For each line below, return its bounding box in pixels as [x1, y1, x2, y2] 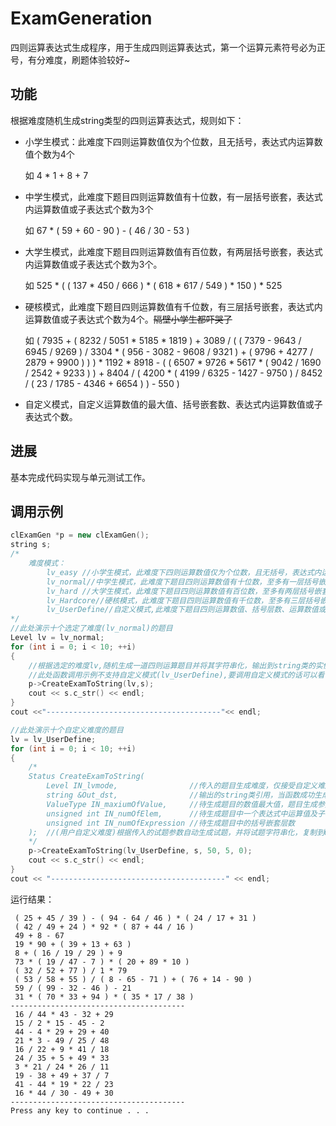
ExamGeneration [10, 7, 153, 30]
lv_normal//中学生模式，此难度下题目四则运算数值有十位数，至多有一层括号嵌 [46, 577, 327, 587]
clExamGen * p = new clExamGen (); [10, 530, 150, 541]
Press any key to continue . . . [10, 1105, 150, 1116]
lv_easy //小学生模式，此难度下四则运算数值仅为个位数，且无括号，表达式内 [46, 567, 322, 577]
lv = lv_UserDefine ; [10, 734, 97, 744]
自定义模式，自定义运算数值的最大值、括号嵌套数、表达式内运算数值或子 [24, 398, 323, 410]
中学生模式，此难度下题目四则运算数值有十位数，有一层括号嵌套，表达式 [24, 190, 323, 202]
